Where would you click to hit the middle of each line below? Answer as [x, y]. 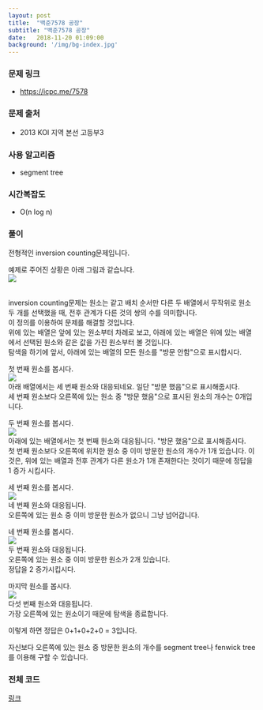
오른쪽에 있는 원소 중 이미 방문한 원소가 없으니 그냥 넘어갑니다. [104, 515]
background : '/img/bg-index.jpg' [63, 45]
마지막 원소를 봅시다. [40, 586]
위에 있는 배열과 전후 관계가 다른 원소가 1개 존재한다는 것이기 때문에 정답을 [139, 460]
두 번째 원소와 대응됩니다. [47, 549]
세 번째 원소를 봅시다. [41, 487]
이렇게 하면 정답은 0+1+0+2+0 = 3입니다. [73, 630]
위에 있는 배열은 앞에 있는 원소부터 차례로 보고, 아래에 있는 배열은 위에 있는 [123, 332]
